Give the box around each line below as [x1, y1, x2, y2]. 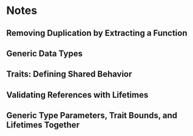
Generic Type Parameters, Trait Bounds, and [6, 110, 178, 121]
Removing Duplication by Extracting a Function [6, 28, 188, 38]
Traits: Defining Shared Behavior [6, 69, 132, 80]
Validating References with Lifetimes [6, 89, 149, 100]
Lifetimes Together [6, 120, 80, 131]
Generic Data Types [6, 48, 83, 58]
